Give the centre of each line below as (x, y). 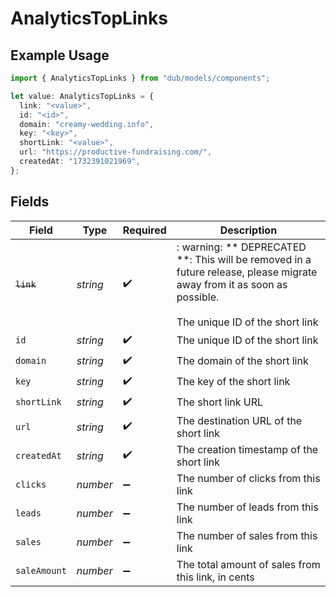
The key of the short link (233, 382)
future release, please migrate (247, 272)
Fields (30, 202)
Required (144, 230)
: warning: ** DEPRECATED (241, 247)
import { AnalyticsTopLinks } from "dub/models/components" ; (140, 78)
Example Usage (60, 55)
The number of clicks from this (248, 478)
